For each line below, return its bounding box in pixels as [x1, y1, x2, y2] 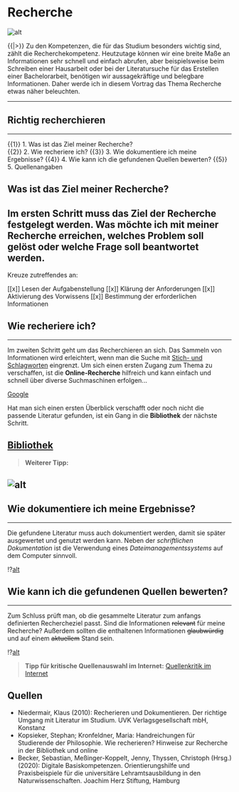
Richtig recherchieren [7, 115, 106, 127]
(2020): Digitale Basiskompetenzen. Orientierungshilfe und [17, 761, 190, 770]
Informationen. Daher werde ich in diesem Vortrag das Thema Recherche [7, 79, 222, 88]
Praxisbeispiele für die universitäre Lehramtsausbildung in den [17, 769, 201, 778]
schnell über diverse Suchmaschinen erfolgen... [7, 376, 148, 384]
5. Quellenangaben [7, 162, 63, 171]
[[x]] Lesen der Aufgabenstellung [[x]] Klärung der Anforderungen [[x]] [7, 284, 216, 292]
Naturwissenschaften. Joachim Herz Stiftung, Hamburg [17, 776, 180, 785]
